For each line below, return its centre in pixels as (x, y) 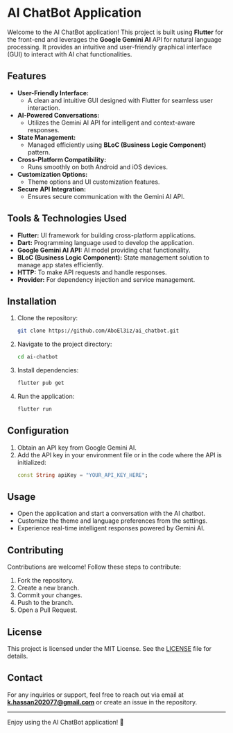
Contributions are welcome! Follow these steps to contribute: (94, 567)
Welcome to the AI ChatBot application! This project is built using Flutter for (115, 32)
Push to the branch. (45, 603)
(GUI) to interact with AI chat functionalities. (70, 54)
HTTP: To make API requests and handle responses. (92, 272)
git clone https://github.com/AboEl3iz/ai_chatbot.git (98, 331)
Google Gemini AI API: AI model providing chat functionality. (104, 250)
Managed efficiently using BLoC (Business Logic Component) (117, 145)
